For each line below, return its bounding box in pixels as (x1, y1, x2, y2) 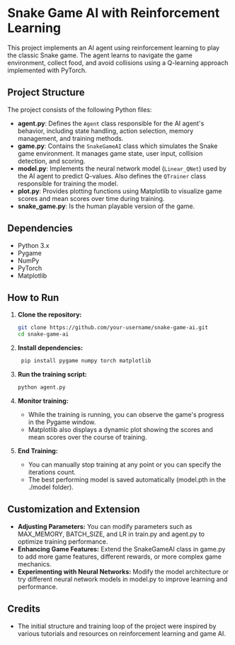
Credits (7, 603, 41, 615)
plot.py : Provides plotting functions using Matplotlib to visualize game (17, 186, 222, 195)
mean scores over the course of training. (28, 433, 147, 441)
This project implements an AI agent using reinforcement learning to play (7, 43, 220, 52)
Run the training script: (17, 370, 87, 378)
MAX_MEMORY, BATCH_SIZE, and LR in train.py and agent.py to (17, 530, 205, 538)
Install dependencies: (17, 343, 84, 352)
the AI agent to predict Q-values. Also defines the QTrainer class (17, 171, 207, 180)
